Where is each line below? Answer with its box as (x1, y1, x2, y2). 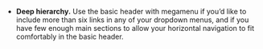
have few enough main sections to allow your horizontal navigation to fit (15, 24, 255, 32)
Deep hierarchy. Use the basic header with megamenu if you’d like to (15, 7, 247, 16)
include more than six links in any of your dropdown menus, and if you (15, 15, 249, 24)
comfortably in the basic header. (15, 32, 124, 41)
